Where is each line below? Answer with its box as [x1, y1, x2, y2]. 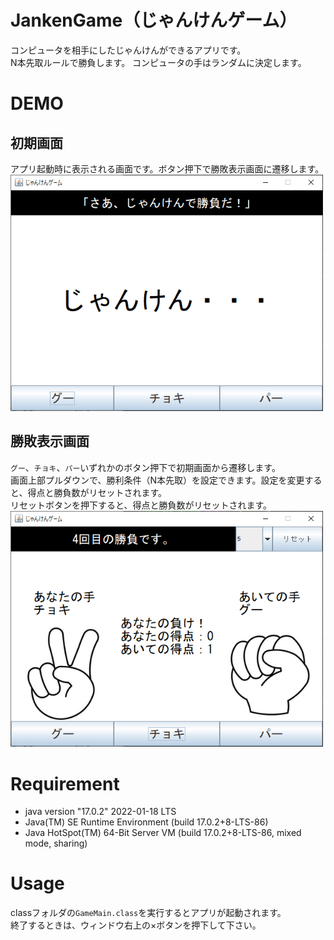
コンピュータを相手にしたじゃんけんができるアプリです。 [10, 44, 247, 56]
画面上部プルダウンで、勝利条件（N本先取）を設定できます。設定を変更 [10, 474, 305, 486]
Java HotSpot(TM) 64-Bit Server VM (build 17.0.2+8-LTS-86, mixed [24, 827, 302, 839]
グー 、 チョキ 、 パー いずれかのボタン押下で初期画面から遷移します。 [10, 461, 281, 473]
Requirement [10, 772, 120, 795]
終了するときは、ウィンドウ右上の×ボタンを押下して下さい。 [10, 919, 262, 931]
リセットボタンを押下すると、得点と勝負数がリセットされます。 [10, 499, 273, 511]
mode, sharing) [24, 837, 88, 850]
